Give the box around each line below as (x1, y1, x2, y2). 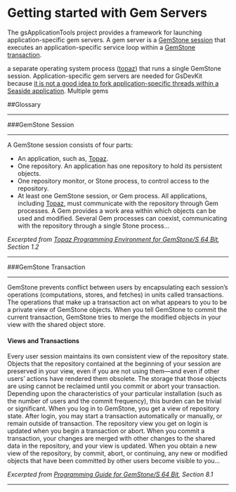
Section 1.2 (7, 242, 39, 251)
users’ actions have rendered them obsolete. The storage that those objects (7, 375, 227, 383)
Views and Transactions (7, 336, 79, 345)
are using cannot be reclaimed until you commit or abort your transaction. (7, 382, 221, 391)
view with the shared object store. (7, 320, 105, 328)
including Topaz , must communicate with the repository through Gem (17, 199, 219, 207)
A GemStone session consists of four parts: (7, 141, 133, 149)
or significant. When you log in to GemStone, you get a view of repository (7, 404, 220, 413)
